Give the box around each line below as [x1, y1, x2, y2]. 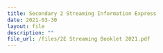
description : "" [7, 29, 54, 36]
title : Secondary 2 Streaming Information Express [7, 10, 157, 17]
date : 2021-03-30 [7, 17, 58, 23]
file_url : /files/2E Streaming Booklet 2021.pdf [7, 36, 151, 43]
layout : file [7, 23, 45, 30]
